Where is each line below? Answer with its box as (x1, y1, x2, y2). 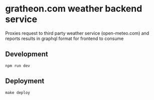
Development (5, 50, 49, 58)
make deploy (5, 90, 30, 95)
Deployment (5, 77, 45, 85)
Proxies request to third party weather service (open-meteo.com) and (5, 30, 149, 36)
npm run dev (5, 63, 30, 68)
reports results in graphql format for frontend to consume (5, 35, 124, 41)
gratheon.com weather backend (5, 3, 142, 14)
